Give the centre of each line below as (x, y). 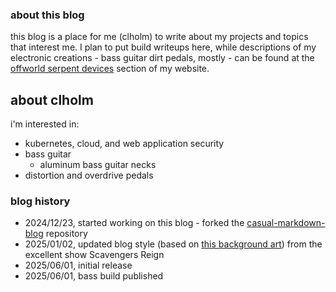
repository (66, 234)
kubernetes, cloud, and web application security (124, 144)
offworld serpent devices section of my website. (110, 69)
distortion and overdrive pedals (89, 175)
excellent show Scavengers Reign (94, 255)
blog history (40, 201)
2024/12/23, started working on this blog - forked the (134, 223)
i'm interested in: (45, 124)
